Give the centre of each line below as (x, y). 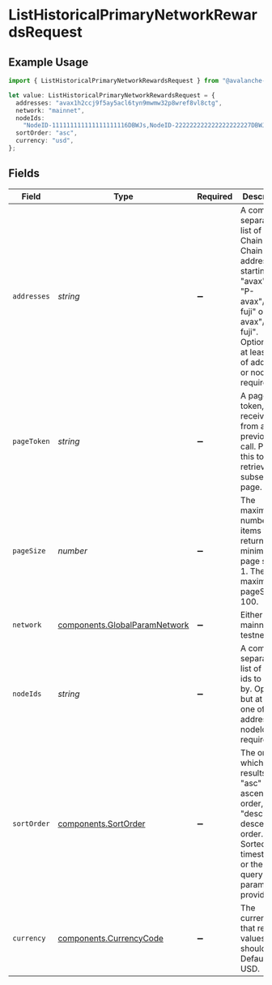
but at (251, 699)
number (72, 551)
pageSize (29, 551)
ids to (251, 678)
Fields (24, 173)
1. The (253, 571)
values (253, 938)
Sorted (253, 844)
